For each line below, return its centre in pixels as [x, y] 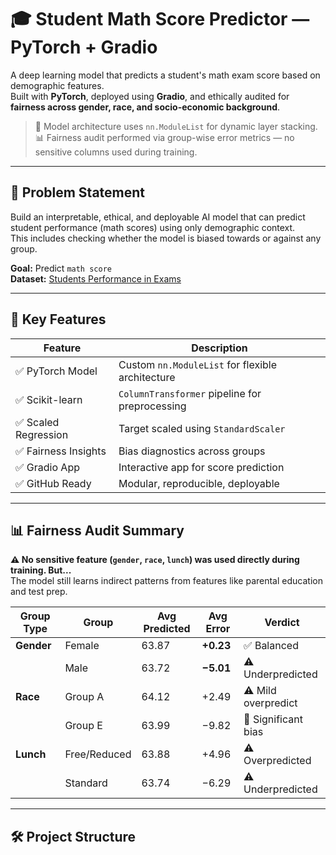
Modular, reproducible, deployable [199, 483]
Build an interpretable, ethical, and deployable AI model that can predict [158, 217]
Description [219, 348]
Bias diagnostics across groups [192, 451]
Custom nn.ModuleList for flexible [198, 364]
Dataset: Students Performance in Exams [96, 278]
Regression [42, 434]
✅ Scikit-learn [49, 399]
